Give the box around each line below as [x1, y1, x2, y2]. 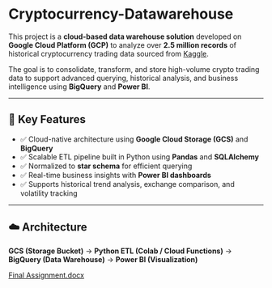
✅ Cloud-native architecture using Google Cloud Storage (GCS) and [19, 134, 249, 144]
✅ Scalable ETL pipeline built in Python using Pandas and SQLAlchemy [19, 151, 259, 162]
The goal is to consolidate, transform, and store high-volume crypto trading [8, 64, 260, 74]
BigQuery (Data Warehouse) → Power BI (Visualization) [8, 254, 198, 264]
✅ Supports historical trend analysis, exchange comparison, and [19, 179, 235, 188]
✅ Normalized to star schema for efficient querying [19, 161, 193, 171]
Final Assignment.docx [8, 270, 85, 280]
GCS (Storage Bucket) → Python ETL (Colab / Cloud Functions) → [8, 246, 232, 256]
